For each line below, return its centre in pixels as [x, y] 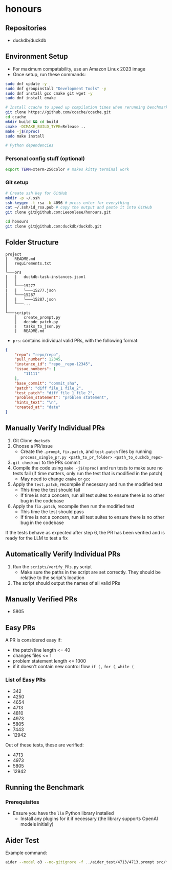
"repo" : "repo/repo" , [37, 355]
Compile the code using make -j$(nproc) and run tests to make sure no [88, 468]
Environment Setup [37, 56]
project [14, 254]
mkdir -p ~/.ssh [23, 198]
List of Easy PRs [26, 680]
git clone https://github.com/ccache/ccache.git [58, 112]
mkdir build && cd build [32, 121]
